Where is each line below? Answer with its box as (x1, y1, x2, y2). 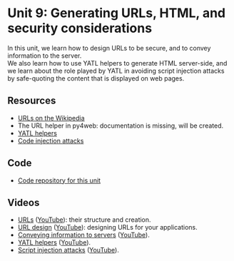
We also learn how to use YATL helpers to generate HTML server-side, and (7, 58, 228, 67)
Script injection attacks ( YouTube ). (17, 246, 119, 255)
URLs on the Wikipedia (17, 113, 85, 122)
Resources (7, 95, 56, 107)
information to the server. (7, 51, 82, 60)
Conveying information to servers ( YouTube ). (17, 230, 150, 240)
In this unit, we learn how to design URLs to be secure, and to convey (7, 43, 211, 52)
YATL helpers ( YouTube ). (17, 238, 91, 247)
